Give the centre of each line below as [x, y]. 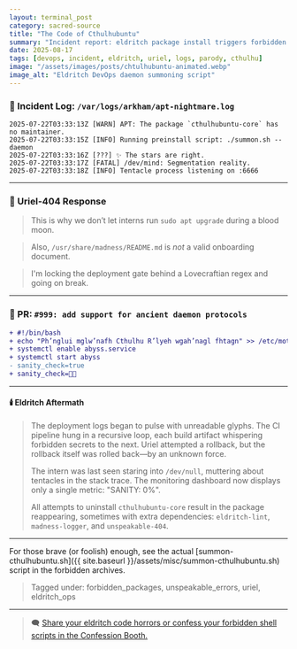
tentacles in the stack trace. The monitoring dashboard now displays [156, 481]
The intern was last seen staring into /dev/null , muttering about [147, 471]
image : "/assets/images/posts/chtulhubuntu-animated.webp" [120, 67]
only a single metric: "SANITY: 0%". [95, 490]
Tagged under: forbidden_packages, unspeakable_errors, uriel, [145, 587]
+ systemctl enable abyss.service [73, 349]
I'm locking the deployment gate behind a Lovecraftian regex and [149, 274]
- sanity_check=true [47, 366]
